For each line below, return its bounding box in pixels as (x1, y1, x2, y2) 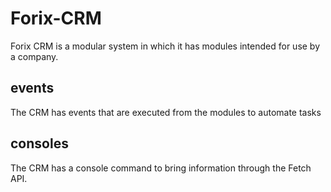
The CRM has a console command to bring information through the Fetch (10, 162, 312, 174)
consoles (10, 135, 69, 152)
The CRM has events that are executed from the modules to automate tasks (10, 106, 322, 118)
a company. (10, 50, 59, 62)
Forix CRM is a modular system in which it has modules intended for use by (10, 40, 321, 52)
